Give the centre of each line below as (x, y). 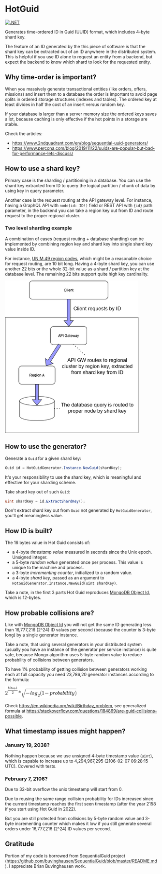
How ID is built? (29, 531)
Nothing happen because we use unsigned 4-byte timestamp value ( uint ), (79, 756)
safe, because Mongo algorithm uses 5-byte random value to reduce (74, 655)
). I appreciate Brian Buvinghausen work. (45, 866)
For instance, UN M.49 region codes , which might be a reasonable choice (79, 258)
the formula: (17, 680)
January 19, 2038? (27, 745)
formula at (15, 711)
